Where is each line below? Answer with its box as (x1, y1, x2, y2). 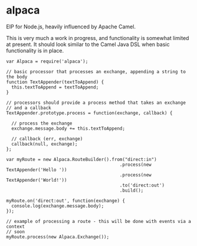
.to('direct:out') (119, 182, 165, 188)
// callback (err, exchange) (11, 136, 83, 142)
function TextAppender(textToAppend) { (6, 79, 104, 85)
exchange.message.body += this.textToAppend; (11, 125, 126, 132)
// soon (6, 228, 25, 235)
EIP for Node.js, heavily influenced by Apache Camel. (6, 23, 136, 30)
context (6, 224, 25, 229)
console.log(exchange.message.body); (11, 203, 104, 209)
